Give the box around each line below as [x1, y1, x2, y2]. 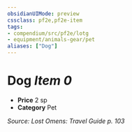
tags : [7, 23, 23, 30]
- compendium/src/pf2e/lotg [7, 29, 89, 37]
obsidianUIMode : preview [7, 10, 80, 17]
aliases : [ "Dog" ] [7, 43, 58, 50]
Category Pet [17, 103, 57, 112]
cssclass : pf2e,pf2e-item [7, 17, 82, 24]
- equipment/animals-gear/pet [7, 36, 96, 43]
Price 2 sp [17, 96, 47, 104]
